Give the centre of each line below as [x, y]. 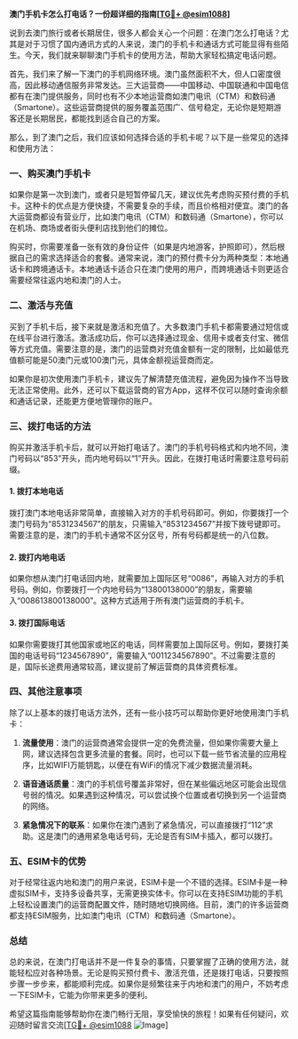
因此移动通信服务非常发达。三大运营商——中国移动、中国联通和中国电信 [157, 85]
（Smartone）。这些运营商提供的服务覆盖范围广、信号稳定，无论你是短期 [141, 107]
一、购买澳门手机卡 [50, 173]
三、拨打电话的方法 [50, 426]
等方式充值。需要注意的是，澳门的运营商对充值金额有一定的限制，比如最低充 [149, 348]
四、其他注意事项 [46, 691]
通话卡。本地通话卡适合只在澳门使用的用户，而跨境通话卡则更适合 [168, 269]
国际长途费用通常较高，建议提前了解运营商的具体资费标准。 [133, 667]
